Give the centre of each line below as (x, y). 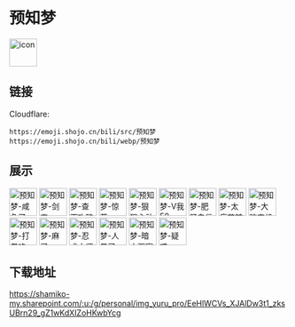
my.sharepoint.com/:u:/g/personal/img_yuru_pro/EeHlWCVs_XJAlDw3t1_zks (147, 304)
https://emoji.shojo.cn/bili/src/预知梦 (83, 132)
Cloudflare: (30, 114)
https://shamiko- (39, 294)
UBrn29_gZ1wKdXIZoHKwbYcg (65, 313)
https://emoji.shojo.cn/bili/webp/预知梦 (85, 141)
